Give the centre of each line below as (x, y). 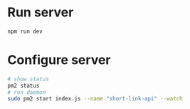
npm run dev (25, 31)
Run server (41, 12)
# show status (28, 79)
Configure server (59, 60)
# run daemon (27, 92)
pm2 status (23, 85)
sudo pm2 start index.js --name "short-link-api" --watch (95, 99)
